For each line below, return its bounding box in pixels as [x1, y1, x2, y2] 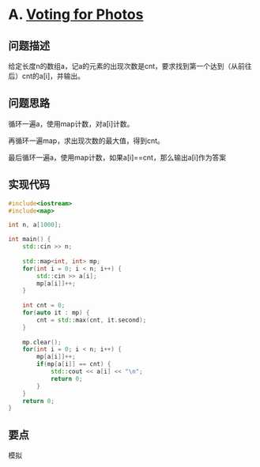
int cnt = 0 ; [22, 302, 66, 310]
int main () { [8, 235, 51, 243]
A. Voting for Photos [8, 6, 144, 24]
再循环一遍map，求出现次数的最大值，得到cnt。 [8, 136, 164, 145]
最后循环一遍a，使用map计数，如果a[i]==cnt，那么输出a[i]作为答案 [8, 153, 227, 162]
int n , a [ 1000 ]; [8, 221, 62, 229]
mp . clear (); [22, 338, 62, 346]
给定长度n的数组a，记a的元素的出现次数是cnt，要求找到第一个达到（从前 [8, 62, 245, 70]
